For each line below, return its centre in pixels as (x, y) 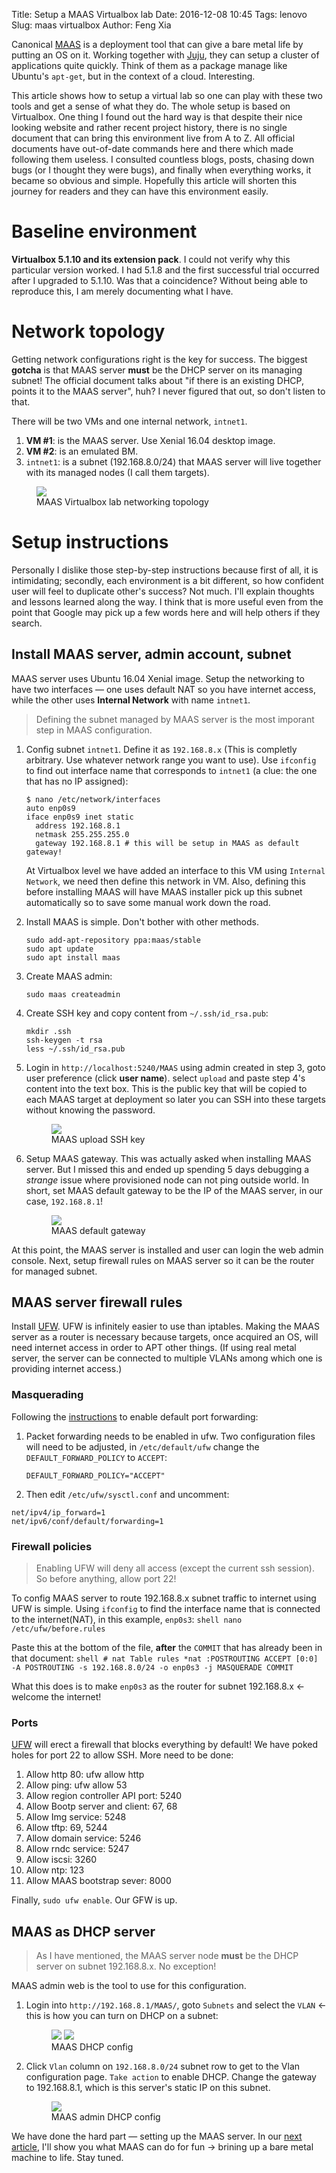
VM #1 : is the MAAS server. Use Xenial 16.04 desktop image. (150, 440)
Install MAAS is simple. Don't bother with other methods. (142, 921)
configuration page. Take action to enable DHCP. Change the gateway (171, 2077)
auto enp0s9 (50, 808)
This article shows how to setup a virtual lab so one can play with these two (167, 95)
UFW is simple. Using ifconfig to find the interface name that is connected (166, 1609)
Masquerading (47, 1395)
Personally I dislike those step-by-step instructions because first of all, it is (165, 570)
